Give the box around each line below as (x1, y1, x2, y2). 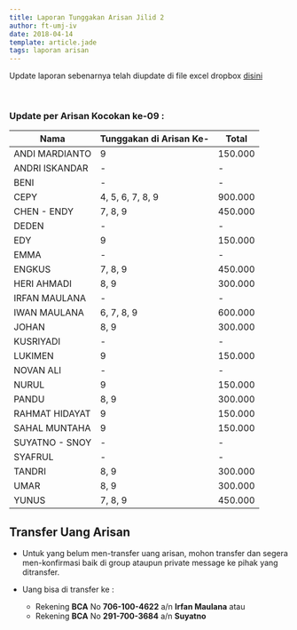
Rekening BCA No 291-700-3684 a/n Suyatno (35, 610, 207, 622)
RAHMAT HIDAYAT (13, 408, 91, 420)
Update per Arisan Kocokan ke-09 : (9, 110, 165, 123)
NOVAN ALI (13, 364, 62, 377)
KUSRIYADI (13, 335, 61, 347)
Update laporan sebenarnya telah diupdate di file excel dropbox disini (9, 70, 263, 81)
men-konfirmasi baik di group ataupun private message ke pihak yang (21, 557, 278, 569)
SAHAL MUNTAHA (13, 422, 91, 435)
